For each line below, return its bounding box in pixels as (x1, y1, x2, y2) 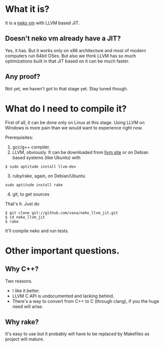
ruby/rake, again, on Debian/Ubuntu (12, 173, 85, 179)
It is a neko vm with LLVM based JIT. (5, 20, 80, 26)
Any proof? (5, 72, 41, 81)
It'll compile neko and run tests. (5, 227, 69, 234)
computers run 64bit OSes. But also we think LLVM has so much (5, 53, 136, 59)
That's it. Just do (5, 201, 40, 207)
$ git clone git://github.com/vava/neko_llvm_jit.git (5, 210, 119, 215)
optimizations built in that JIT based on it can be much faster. (5, 58, 130, 64)
